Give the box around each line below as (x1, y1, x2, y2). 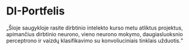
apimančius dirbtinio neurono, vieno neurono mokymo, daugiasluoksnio (6, 30, 183, 37)
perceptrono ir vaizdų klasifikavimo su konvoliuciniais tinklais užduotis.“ (6, 37, 184, 44)
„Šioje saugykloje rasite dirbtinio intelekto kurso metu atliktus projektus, (6, 24, 183, 31)
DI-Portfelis (6, 4, 65, 18)
